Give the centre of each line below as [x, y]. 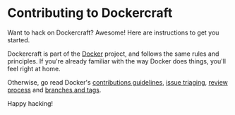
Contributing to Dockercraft [90, 13]
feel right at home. [34, 68]
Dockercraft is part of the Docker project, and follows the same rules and [113, 54]
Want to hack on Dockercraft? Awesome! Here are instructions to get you [113, 32]
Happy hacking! [30, 103]
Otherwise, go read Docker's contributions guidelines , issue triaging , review [117, 82]
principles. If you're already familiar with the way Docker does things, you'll [117, 61]
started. [19, 40]
